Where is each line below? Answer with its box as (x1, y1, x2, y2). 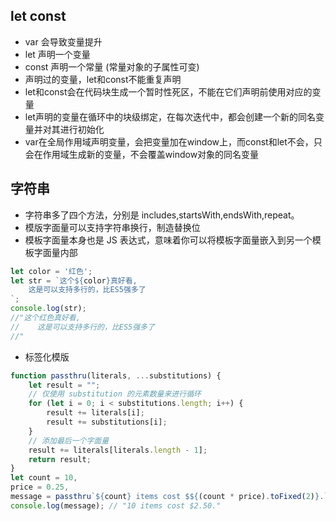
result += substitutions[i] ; (46, 417, 168, 427)
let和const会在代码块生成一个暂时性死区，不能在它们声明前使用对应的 (24, 85, 313, 98)
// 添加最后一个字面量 (28, 435, 110, 446)
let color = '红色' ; (10, 266, 93, 276)
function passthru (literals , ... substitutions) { (10, 370, 222, 381)
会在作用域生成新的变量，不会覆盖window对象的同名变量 (24, 148, 260, 160)
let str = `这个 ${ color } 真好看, (10, 275, 138, 286)
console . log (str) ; (10, 304, 87, 314)
